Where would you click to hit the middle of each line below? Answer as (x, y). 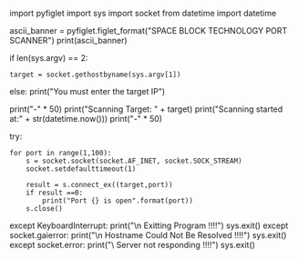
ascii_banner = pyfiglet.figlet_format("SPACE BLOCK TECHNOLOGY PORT (149, 30)
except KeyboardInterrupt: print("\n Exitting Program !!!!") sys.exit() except (149, 225)
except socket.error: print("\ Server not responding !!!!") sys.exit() (132, 245)
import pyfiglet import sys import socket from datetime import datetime (143, 13)
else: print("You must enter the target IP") (87, 91)
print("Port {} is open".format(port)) (118, 201)
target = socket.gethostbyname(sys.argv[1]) (95, 75)
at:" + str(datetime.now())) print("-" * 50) (86, 119)
